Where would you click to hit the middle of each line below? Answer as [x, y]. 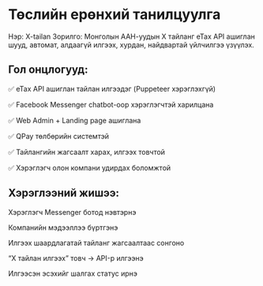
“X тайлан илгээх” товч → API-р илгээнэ [76, 258]
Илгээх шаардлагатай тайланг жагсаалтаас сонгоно [96, 243]
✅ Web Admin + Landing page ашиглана [75, 120]
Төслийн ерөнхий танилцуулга [115, 15]
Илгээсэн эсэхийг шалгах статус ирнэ [73, 273]
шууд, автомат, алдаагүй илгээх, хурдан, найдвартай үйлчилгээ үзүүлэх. [131, 44]
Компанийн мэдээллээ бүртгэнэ [63, 228]
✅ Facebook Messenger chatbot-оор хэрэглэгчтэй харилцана [111, 104]
